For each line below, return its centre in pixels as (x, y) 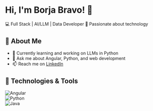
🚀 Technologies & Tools (42, 81)
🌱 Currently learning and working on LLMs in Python (65, 53)
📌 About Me (23, 41)
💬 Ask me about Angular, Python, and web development (69, 58)
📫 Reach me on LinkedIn (38, 64)
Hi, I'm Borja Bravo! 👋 (49, 10)
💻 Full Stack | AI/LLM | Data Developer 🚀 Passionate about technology (77, 24)
